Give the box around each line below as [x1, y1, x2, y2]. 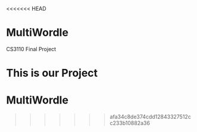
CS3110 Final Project [6, 45, 57, 52]
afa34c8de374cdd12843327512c [110, 113, 192, 121]
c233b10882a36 [110, 120, 151, 127]
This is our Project [6, 67, 98, 80]
